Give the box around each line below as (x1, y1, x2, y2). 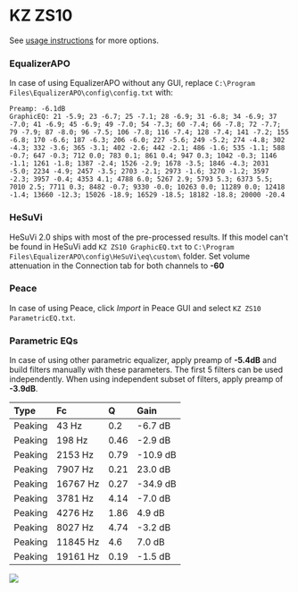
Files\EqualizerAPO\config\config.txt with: (9, 87, 174, 98)
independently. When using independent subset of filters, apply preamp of (9, 374, 284, 385)
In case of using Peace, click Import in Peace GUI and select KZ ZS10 (9, 302, 261, 313)
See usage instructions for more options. (9, 35, 159, 46)
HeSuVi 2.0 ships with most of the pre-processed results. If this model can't (9, 232, 288, 242)
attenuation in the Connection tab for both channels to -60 (9, 260, 225, 271)
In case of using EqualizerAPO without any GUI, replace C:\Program (9, 78, 256, 89)
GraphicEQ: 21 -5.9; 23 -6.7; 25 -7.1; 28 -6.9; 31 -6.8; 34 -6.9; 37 (9, 113, 277, 122)
